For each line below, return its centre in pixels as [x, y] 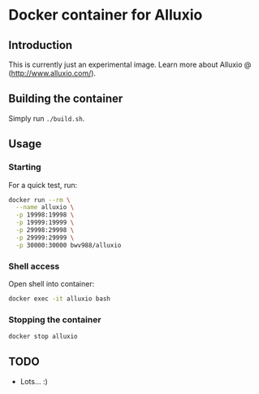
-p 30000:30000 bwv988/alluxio [69, 245]
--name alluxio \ [45, 208]
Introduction [41, 45]
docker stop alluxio [43, 337]
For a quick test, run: [43, 185]
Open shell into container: [52, 283]
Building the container [66, 99]
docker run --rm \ [39, 200]
